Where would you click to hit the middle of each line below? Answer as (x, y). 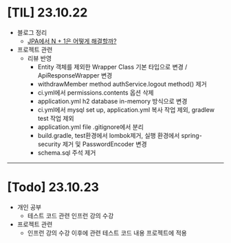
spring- (192, 135)
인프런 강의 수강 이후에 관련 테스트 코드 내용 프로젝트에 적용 (107, 233)
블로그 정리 (32, 32)
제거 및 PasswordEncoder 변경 (104, 144)
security (49, 144)
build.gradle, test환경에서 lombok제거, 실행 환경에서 (109, 135)
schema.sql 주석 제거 (67, 152)
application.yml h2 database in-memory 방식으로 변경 (112, 101)
